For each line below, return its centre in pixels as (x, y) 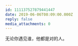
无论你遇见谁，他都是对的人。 (36, 38)
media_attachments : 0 (28, 24)
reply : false (19, 19)
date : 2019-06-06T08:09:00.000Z (39, 14)
